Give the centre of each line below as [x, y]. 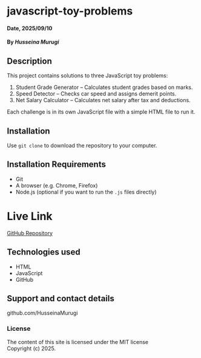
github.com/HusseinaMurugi [42, 313]
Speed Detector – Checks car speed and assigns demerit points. [96, 94]
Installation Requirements [57, 164]
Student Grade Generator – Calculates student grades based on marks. [104, 87]
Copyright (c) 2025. [31, 348]
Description [29, 61]
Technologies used [44, 252]
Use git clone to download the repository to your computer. [82, 145]
